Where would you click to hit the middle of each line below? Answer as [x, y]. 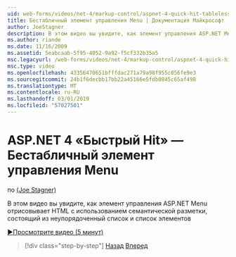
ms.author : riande [34, 40]
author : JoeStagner [36, 27]
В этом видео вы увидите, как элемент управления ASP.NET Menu [107, 203]
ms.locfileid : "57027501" [45, 106]
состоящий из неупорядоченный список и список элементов [99, 218]
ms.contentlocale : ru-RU [44, 92]
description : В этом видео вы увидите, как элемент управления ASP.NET [114, 33]
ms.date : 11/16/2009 [38, 46]
